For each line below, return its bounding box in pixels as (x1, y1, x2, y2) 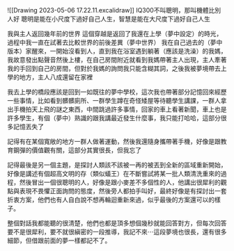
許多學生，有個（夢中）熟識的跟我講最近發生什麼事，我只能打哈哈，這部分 (7, 114, 221, 122)
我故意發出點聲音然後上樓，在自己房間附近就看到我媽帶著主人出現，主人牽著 (7, 56, 227, 64)
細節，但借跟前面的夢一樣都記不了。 (7, 236, 111, 245)
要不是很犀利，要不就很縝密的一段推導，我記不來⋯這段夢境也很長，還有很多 (7, 228, 227, 236)
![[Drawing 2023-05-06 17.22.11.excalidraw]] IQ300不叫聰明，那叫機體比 (7, 6, 215, 14)
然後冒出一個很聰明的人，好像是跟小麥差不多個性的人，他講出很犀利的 (19, 178, 221, 186)
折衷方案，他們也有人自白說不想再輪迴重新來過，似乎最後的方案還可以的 (7, 195, 214, 204)
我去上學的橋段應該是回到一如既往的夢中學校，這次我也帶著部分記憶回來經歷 (7, 88, 227, 96)
